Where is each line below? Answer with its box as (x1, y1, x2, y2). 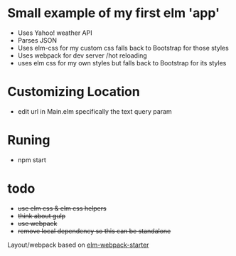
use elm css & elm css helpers (17, 204, 107, 213)
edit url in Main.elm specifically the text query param (17, 107, 172, 115)
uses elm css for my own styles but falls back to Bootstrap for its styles (17, 58, 227, 67)
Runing (7, 132, 50, 149)
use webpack (17, 219, 58, 228)
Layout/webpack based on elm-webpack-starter (7, 240, 149, 249)
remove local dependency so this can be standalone (17, 226, 171, 235)
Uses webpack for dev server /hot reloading (17, 51, 147, 60)
